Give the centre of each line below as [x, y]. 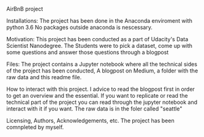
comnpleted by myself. [35, 127]
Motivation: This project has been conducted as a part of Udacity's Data [97, 39]
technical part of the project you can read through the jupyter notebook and [102, 102]
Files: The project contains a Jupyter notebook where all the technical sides [102, 64]
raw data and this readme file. [44, 77]
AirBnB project [25, 9]
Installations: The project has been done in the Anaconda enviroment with [100, 21]
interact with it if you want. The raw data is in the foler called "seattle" [94, 109]
